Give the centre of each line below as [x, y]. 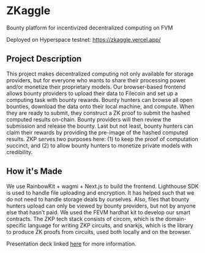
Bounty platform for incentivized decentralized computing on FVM [90, 28]
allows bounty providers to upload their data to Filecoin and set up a [92, 93]
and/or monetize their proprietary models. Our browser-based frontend [96, 87]
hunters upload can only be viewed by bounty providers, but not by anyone [101, 206]
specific [17, 225]
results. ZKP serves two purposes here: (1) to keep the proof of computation [102, 139]
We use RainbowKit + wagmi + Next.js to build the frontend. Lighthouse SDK [102, 186]
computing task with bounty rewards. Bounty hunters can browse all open [99, 99]
